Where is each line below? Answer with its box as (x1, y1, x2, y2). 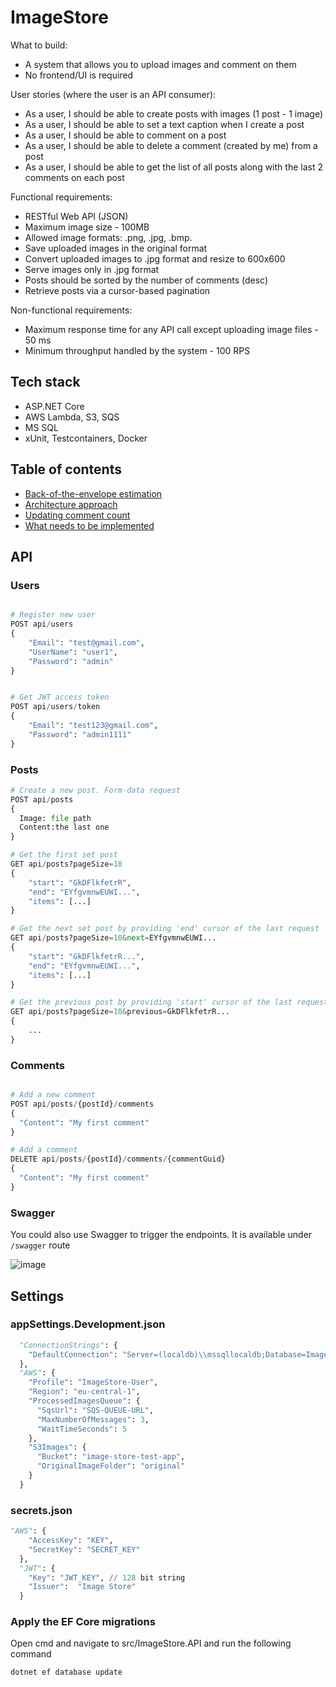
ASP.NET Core (24, 400, 85, 412)
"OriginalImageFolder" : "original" (36, 1461, 186, 1471)
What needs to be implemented (24, 519, 155, 531)
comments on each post (24, 171, 125, 183)
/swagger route (10, 1239, 71, 1251)
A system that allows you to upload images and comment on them (24, 58, 297, 70)
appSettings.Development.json (10, 1317, 166, 1331)
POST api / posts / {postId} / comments (10, 1099, 155, 1109)
